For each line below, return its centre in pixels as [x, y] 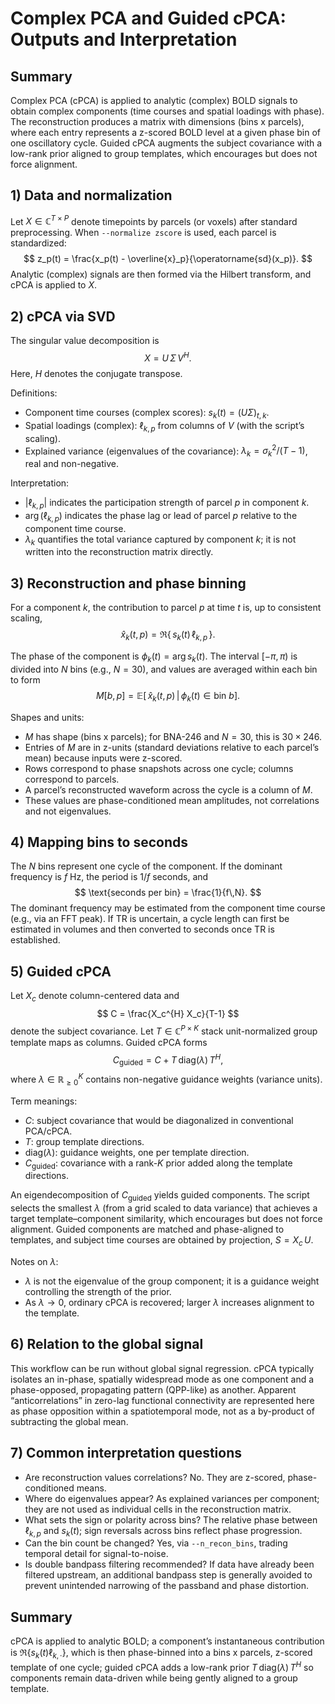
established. [35, 940]
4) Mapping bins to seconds [99, 842]
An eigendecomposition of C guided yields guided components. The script [160, 1196]
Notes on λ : [34, 1261]
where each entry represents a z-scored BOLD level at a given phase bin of [166, 132]
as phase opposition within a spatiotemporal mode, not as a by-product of [162, 1411]
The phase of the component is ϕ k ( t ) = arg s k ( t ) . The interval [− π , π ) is [154, 657]
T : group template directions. [84, 1141]
